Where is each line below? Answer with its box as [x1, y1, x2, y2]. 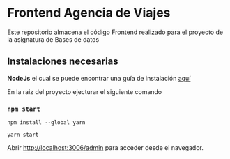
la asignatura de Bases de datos [7, 35, 100, 43]
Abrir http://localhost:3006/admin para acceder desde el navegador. [7, 144, 204, 152]
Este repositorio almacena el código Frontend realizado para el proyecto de [7, 28, 224, 36]
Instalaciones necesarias [7, 56, 118, 68]
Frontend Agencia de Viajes [7, 5, 171, 21]
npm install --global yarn [7, 119, 86, 126]
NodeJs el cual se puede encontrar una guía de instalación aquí [7, 74, 191, 82]
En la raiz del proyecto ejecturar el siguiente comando [7, 87, 162, 96]
